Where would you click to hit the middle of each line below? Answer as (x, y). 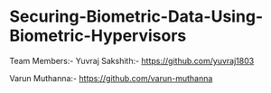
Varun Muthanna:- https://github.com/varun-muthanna (111, 78)
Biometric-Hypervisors (98, 36)
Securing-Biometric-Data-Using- (136, 17)
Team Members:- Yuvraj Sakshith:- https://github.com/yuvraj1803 (132, 60)
